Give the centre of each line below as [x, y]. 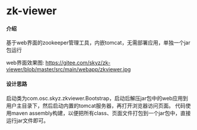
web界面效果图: [25, 63]
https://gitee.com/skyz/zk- [78, 63]
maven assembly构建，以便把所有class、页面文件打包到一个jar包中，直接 [101, 113]
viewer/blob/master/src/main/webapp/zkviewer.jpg [69, 69]
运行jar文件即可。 [28, 121]
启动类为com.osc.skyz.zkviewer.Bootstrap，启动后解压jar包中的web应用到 [97, 98]
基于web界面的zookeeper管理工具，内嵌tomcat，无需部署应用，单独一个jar [99, 43]
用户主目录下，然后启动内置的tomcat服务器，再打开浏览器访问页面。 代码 [96, 106]
